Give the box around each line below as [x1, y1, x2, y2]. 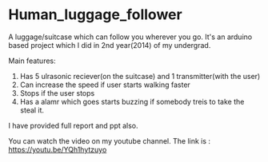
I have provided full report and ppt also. [8, 121, 138, 130]
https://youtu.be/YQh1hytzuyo [8, 144, 107, 154]
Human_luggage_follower [8, 6, 182, 24]
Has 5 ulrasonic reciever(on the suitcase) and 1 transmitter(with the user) [19, 71, 261, 81]
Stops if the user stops [19, 88, 95, 97]
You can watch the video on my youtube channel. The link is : [8, 136, 210, 145]
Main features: [8, 56, 56, 65]
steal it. [19, 105, 45, 115]
